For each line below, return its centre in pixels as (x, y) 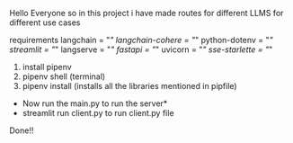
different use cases (45, 22)
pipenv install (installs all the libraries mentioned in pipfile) (129, 86)
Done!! (22, 130)
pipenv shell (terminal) (64, 76)
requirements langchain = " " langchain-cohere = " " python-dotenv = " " (142, 40)
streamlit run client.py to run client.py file (98, 113)
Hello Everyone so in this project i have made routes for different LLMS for (146, 13)
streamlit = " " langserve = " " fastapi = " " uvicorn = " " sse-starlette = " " (141, 49)
